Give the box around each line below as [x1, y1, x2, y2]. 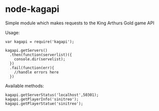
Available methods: [5, 83, 44, 89]
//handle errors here [14, 70, 59, 75]
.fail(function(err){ [9, 65, 55, 70]
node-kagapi [5, 3, 60, 15]
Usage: [5, 29, 20, 35]
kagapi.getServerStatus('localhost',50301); [5, 92, 99, 98]
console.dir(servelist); [14, 56, 66, 62]
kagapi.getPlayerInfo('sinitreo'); [5, 97, 79, 102]
